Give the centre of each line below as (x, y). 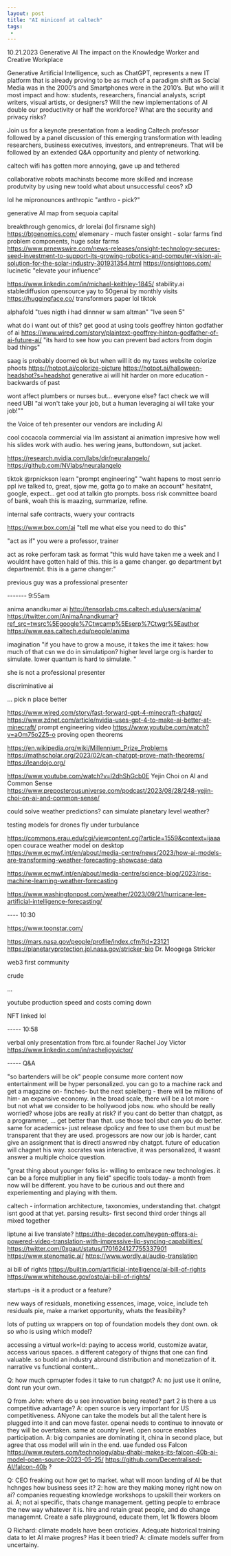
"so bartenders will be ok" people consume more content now (95, 1076)
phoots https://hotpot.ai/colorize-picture (64, 368)
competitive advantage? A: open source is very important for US (98, 1408)
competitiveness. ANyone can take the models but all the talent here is (107, 1416)
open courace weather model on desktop (66, 845)
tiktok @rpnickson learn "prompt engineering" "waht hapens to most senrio (114, 479)
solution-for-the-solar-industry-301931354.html (75, 264)
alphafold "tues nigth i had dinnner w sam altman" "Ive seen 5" (96, 312)
